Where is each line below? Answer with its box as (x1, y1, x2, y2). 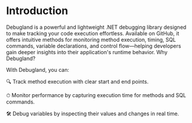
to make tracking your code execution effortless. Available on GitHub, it (6, 29, 180, 36)
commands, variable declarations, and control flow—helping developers (6, 42, 181, 49)
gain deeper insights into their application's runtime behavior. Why (6, 48, 168, 55)
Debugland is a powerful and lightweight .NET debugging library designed (6, 24, 187, 31)
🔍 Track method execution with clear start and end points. (6, 78, 149, 85)
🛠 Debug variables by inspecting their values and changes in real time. (6, 110, 179, 117)
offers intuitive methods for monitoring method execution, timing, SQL (6, 36, 176, 43)
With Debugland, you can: (6, 66, 70, 73)
